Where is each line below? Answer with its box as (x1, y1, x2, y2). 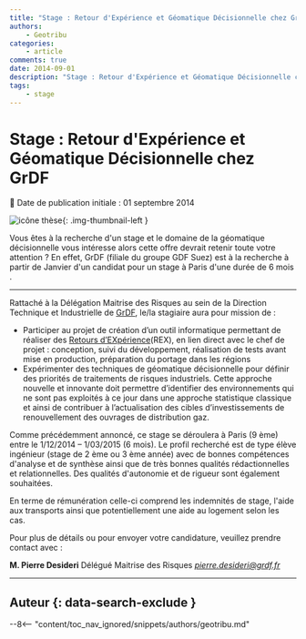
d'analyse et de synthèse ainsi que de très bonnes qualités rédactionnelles (9, 459, 290, 470)
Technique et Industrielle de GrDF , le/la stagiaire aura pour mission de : (9, 307, 276, 319)
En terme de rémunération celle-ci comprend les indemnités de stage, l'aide (9, 495, 294, 506)
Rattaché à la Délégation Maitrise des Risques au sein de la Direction (9, 298, 267, 309)
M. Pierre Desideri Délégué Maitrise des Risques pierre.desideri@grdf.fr (9, 560, 280, 571)
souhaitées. (9, 478, 53, 489)
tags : (9, 81, 30, 90)
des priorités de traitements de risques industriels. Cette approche (22, 373, 272, 384)
